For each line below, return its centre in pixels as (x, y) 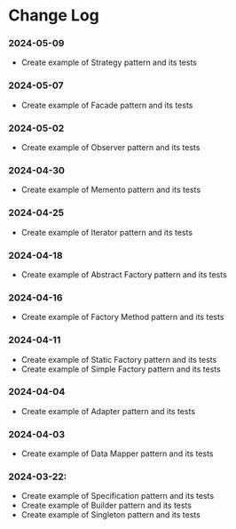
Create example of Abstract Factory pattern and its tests (124, 274)
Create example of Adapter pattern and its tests (108, 411)
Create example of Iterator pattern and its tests (106, 232)
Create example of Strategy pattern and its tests (109, 62)
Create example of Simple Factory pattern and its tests (121, 369)
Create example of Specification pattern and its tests (118, 496)
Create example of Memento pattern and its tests (111, 190)
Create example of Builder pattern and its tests (106, 505)
